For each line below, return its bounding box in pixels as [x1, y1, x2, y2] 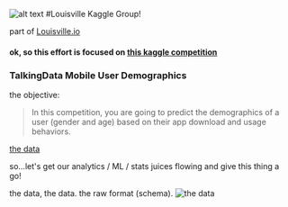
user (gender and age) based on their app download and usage [31, 116, 267, 127]
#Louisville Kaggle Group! [45, 9, 141, 19]
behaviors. [31, 126, 71, 137]
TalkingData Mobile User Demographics [9, 68, 187, 81]
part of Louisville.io [9, 26, 81, 36]
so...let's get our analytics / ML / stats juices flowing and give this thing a [9, 160, 280, 171]
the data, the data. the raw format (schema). [9, 187, 174, 198]
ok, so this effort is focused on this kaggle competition [9, 46, 218, 58]
